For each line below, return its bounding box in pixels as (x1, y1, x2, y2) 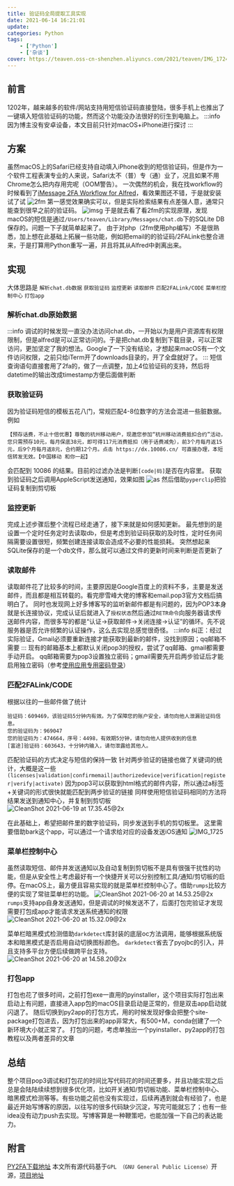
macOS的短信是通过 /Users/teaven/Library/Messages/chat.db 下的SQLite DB (7, 215, 225, 223)
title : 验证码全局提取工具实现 (7, 10, 86, 17)
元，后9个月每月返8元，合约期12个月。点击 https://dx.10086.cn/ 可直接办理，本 (7, 446, 218, 453)
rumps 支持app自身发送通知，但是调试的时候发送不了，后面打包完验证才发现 (7, 898, 223, 907)
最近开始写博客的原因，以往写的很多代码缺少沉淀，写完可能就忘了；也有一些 (7, 1103, 227, 1111)
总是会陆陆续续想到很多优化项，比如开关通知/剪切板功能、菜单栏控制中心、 (7, 1086, 224, 1094)
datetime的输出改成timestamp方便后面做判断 (7, 370, 136, 379)
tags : (7, 36, 23, 43)
